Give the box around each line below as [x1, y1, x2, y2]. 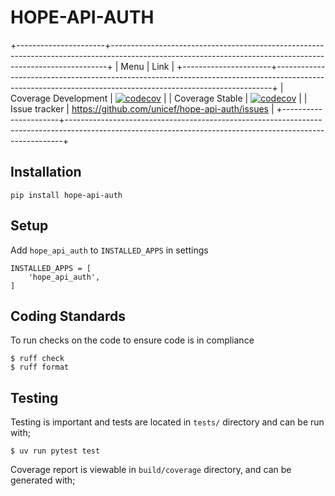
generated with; [10, 474, 76, 486]
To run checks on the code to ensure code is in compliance [10, 334, 255, 346]
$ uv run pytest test [10, 446, 101, 456]
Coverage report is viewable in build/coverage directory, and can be [10, 464, 292, 476]
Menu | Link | [120, 60, 175, 72]
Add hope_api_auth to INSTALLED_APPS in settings [10, 244, 209, 256]
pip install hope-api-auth [10, 190, 123, 200]
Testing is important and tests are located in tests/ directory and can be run [10, 416, 325, 428]
